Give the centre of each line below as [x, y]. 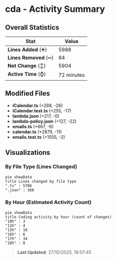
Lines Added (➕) [27, 50]
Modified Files [28, 93]
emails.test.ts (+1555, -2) [39, 137]
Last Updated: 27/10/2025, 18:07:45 [54, 252]
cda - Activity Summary [55, 9]
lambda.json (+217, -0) [36, 116]
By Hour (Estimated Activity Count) [48, 203]
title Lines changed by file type [41, 181]
